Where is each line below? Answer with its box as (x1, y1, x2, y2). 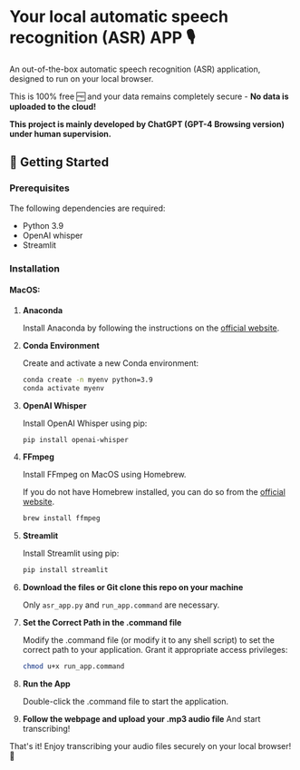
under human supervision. (9, 128, 111, 139)
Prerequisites (9, 182, 70, 194)
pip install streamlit (22, 566, 109, 575)
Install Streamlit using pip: (22, 548, 120, 559)
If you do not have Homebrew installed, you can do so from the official (22, 487, 285, 498)
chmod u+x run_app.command (22, 662, 125, 671)
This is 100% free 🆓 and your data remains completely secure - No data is (9, 91, 289, 102)
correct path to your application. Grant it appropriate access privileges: (22, 645, 288, 656)
